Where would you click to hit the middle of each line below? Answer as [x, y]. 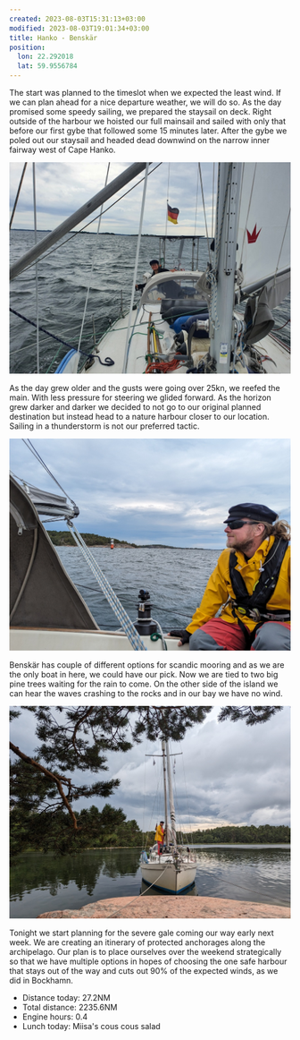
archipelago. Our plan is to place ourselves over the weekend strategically [146, 951]
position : [28, 47]
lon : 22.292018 [46, 57]
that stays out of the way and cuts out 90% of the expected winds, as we [144, 970]
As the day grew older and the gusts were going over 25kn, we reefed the [145, 388]
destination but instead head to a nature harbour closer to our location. [139, 417]
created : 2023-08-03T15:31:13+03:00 [77, 19]
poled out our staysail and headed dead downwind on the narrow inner [140, 140]
